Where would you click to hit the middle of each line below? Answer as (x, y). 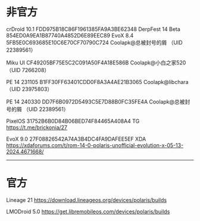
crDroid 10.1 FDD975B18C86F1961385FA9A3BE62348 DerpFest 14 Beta (93, 29)
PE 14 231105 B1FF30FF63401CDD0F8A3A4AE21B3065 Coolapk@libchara (97, 82)
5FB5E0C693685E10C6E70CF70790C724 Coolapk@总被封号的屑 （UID (94, 42)
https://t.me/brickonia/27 (37, 127)
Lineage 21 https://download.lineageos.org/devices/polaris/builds (87, 200)
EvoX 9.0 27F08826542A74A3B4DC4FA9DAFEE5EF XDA (76, 139)
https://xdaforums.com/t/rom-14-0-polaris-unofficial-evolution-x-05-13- (95, 145)
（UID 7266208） (28, 70)
